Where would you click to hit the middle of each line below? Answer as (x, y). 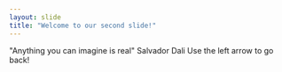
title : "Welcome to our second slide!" (83, 25)
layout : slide (35, 17)
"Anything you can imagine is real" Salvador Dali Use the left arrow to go (141, 50)
